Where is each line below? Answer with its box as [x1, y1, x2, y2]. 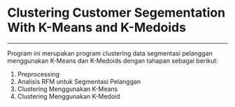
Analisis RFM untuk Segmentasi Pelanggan [17, 77, 141, 85]
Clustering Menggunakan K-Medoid [17, 92, 120, 100]
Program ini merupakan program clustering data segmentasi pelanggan [7, 49, 213, 57]
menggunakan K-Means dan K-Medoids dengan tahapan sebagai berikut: [7, 56, 218, 65]
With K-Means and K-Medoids [7, 19, 187, 35]
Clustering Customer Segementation [7, 5, 226, 21]
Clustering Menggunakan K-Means [17, 85, 118, 93]
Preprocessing [17, 69, 60, 78]
